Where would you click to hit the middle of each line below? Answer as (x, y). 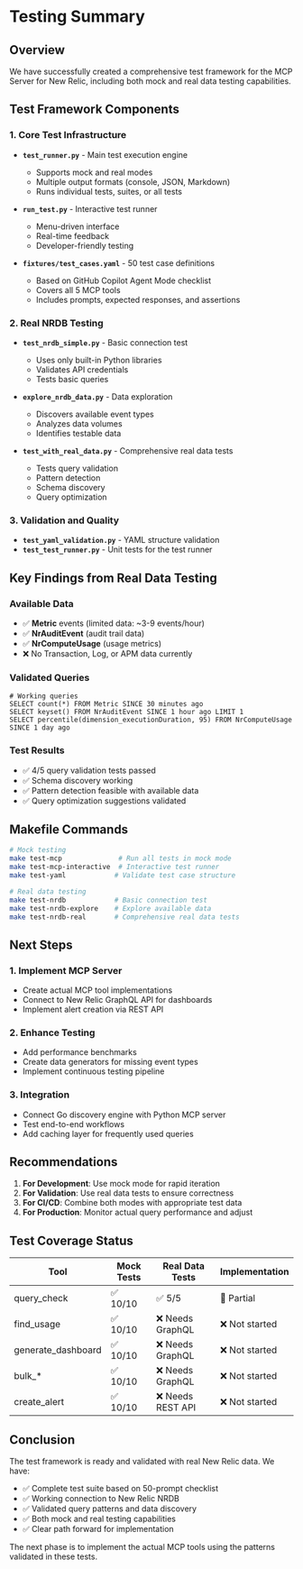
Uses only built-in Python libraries (99, 360)
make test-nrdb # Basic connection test (108, 900)
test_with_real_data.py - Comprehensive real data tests (128, 450)
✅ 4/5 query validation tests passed (89, 770)
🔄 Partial (237, 1298)
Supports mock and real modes (94, 172)
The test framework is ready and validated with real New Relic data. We (142, 1462)
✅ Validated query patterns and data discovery (109, 1509)
